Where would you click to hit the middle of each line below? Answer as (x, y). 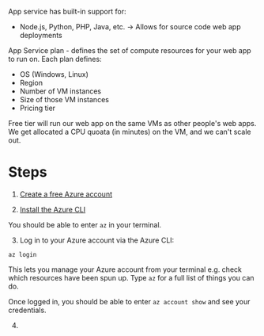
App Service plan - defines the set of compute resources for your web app (130, 50)
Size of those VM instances (64, 99)
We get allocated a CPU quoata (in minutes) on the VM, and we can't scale (130, 132)
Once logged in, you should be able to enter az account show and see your (129, 301)
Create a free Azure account (66, 194)
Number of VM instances (60, 91)
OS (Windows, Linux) (54, 74)
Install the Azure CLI (53, 209)
